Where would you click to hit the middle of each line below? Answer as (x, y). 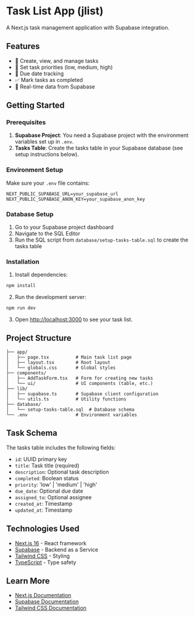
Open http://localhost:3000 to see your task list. (74, 320)
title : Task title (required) (47, 465)
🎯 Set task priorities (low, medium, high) (64, 67)
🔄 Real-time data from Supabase (55, 86)
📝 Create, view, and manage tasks (57, 60)
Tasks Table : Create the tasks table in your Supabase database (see (99, 148)
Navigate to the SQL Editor (47, 234)
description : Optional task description (62, 472)
